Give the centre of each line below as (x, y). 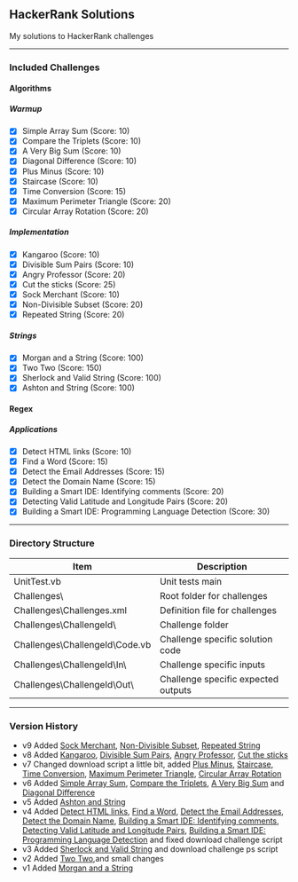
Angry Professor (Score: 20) (74, 274)
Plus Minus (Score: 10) (63, 171)
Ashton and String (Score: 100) (78, 388)
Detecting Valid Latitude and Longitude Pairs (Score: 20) (125, 501)
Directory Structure (52, 543)
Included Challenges (55, 67)
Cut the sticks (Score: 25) (69, 285)
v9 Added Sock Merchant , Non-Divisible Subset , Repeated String (141, 745)
